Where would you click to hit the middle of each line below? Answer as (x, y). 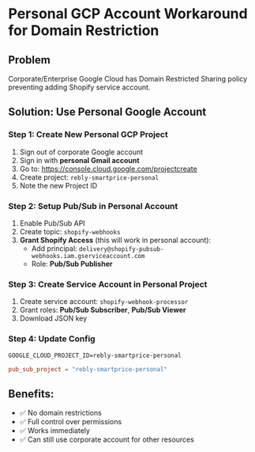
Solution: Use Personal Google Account (107, 112)
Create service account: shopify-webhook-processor (104, 302)
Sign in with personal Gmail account (79, 160)
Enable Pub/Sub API (52, 223)
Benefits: (31, 394)
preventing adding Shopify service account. (79, 87)
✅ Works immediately (55, 431)
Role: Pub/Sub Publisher (72, 264)
